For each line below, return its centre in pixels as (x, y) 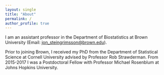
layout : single (21, 10)
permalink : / (18, 19)
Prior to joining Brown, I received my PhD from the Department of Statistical (82, 52)
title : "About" (21, 14)
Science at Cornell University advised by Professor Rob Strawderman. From (82, 57)
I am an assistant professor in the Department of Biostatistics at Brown (77, 37)
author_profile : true (27, 23)
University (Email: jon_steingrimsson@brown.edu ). (56, 43)
